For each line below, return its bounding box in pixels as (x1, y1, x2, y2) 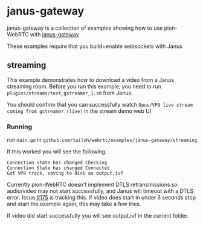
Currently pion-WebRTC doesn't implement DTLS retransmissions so (7, 181, 178, 189)
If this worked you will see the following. (7, 148, 107, 155)
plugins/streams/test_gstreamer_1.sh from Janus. (7, 89, 134, 96)
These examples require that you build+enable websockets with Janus (7, 42, 183, 50)
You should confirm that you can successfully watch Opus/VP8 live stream (7, 101, 193, 108)
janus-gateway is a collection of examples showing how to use (7, 24, 163, 32)
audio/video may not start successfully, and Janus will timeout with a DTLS (7, 187, 194, 195)
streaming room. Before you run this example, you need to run (7, 82, 162, 90)
